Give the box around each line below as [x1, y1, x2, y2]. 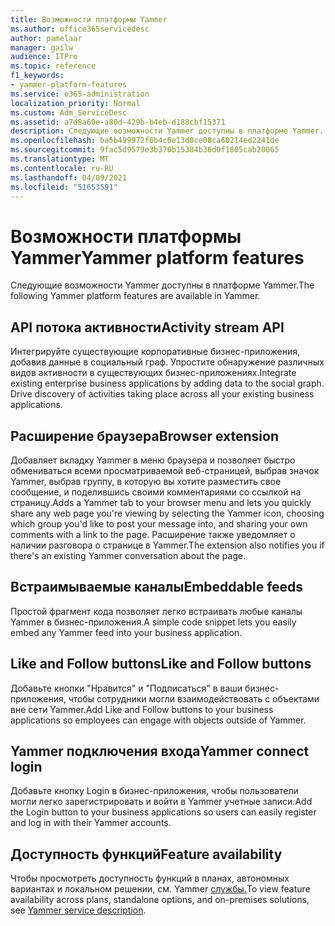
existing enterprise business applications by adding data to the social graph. [10, 377, 325, 390]
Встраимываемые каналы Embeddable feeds [10, 579, 304, 596]
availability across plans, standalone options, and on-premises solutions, [10, 894, 310, 906]
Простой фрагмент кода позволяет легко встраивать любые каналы [10, 605, 303, 617]
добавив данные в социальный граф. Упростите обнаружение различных [10, 356, 325, 368]
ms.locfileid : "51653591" [10, 182, 118, 192]
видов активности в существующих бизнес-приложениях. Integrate [10, 367, 297, 379]
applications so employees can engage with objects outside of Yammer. [10, 714, 307, 726]
